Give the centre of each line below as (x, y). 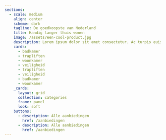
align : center (28, 19)
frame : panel (31, 102)
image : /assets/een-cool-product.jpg (53, 38)
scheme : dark (27, 24)
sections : (15, 10)
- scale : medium (26, 14)
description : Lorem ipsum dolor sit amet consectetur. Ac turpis (83, 42)
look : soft (29, 107)
